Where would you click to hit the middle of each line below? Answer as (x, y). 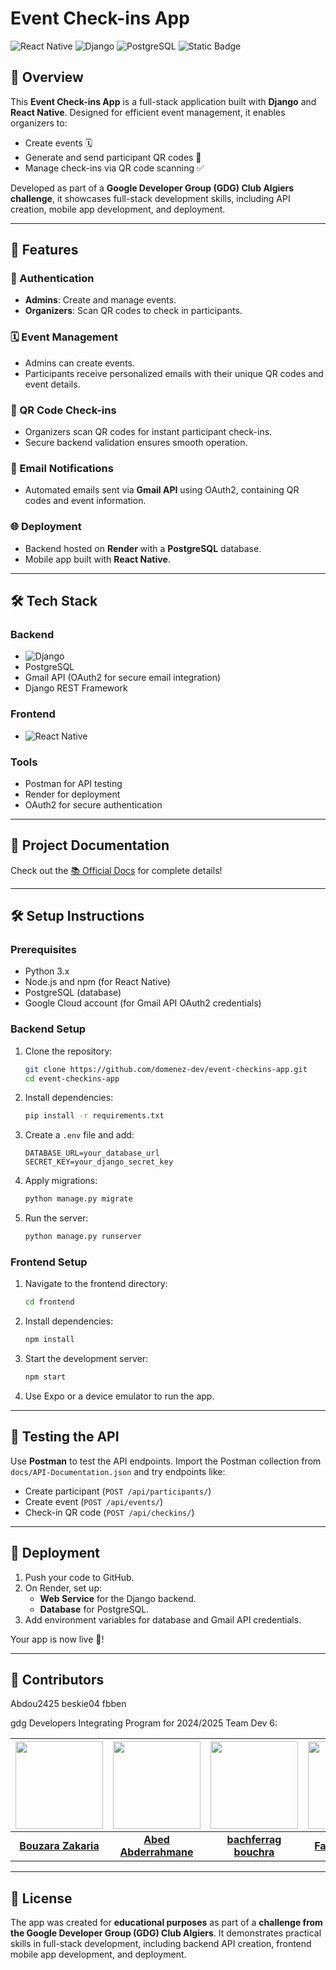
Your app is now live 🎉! (57, 1639)
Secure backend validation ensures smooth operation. (136, 443)
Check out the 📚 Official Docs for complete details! (116, 870)
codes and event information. (85, 501)
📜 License (41, 1898)
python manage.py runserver (83, 1237)
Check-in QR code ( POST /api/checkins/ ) (109, 1512)
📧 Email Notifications (62, 468)
